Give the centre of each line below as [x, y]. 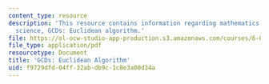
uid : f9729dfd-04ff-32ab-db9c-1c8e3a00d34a [82, 68]
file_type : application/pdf [55, 46]
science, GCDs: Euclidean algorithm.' [80, 30]
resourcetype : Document [48, 53]
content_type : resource [48, 16]
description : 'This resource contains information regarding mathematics [134, 23]
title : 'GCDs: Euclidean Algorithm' [69, 61]
